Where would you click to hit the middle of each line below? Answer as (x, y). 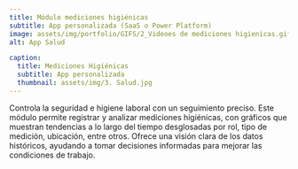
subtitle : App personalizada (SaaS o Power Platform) (111, 26)
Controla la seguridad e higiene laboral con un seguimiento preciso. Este (142, 108)
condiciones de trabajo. (52, 155)
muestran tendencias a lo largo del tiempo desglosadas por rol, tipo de (138, 127)
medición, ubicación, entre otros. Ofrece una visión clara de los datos (136, 136)
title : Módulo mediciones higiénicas (79, 17)
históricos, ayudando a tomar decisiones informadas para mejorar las (136, 145)
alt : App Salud (37, 42)
